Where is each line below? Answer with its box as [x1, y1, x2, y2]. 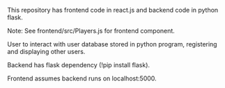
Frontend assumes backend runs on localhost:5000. [7, 74, 157, 82]
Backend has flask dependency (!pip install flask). [7, 61, 150, 69]
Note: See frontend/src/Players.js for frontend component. [7, 27, 176, 35]
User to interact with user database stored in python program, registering [7, 40, 217, 48]
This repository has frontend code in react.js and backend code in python [7, 6, 219, 14]
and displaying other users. [7, 48, 86, 55]
